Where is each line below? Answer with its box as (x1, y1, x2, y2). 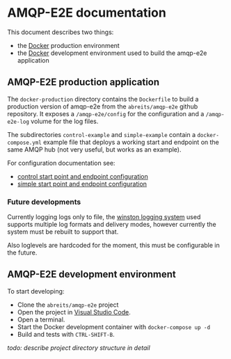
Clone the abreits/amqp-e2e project (17, 301, 119, 309)
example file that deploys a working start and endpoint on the (42, 138, 219, 146)
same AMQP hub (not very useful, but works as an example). (7, 145, 182, 154)
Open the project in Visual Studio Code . (17, 308, 131, 316)
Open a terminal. (17, 315, 65, 324)
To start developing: (7, 287, 65, 295)
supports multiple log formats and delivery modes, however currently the (7, 221, 217, 229)
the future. (7, 248, 38, 257)
